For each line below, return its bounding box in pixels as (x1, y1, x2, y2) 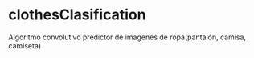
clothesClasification (8, 6, 146, 24)
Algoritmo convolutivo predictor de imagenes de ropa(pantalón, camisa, (8, 32, 247, 42)
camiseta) (8, 40, 42, 50)
